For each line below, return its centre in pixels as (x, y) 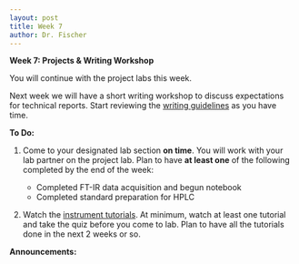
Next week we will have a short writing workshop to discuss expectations (147, 96)
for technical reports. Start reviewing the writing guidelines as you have (143, 106)
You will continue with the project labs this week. (101, 78)
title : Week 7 (36, 26)
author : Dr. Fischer (49, 35)
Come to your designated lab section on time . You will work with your (153, 150)
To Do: (22, 133)
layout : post (34, 18)
